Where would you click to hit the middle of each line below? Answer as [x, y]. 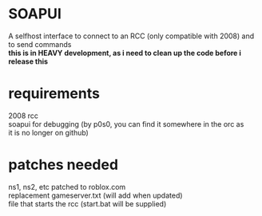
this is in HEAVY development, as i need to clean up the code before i [125, 53]
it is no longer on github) [49, 132]
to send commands [40, 44]
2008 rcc [23, 116]
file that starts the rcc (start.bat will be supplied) [87, 203]
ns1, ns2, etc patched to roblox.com [67, 187]
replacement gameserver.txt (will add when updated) [95, 195]
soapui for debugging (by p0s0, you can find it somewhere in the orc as [126, 124]
